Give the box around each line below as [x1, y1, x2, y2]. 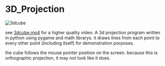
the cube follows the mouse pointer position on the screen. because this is [5, 50, 158, 56]
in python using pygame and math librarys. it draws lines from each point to [5, 35, 160, 41]
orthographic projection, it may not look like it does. [5, 55, 111, 61]
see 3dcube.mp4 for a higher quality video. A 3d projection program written [5, 29, 161, 35]
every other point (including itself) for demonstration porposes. [5, 40, 135, 46]
